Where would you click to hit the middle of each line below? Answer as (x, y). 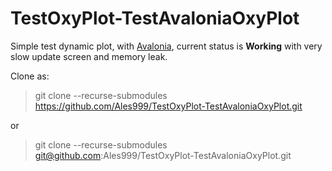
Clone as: (30, 76)
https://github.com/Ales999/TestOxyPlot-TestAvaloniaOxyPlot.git (168, 106)
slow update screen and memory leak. (89, 56)
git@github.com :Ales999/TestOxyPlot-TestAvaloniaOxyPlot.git (163, 155)
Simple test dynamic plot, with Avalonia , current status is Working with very (166, 46)
